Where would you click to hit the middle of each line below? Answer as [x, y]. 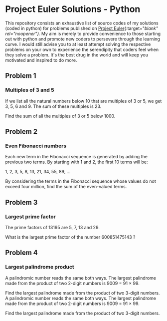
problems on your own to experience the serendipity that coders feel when [82, 49]
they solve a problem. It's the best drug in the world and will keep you [77, 55]
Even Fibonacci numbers [36, 146]
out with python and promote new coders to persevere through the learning [83, 39]
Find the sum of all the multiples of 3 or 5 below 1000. [60, 116]
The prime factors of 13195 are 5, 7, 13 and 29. [52, 227]
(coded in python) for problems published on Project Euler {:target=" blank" [82, 28]
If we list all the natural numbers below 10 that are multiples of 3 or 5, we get [83, 101]
